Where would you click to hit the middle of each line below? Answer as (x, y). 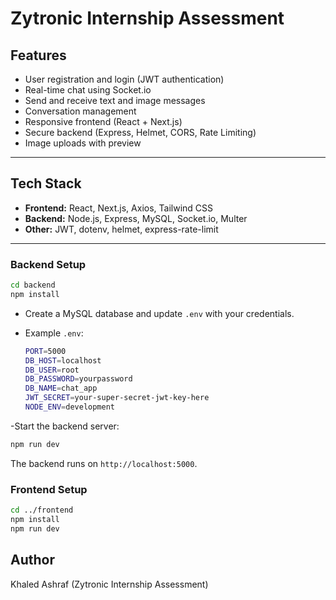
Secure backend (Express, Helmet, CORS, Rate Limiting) (140, 132)
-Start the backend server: (65, 426)
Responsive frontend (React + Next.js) (103, 121)
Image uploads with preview (83, 143)
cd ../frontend (42, 510)
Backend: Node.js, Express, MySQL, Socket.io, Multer (136, 218)
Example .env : (54, 333)
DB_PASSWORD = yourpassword (78, 379)
